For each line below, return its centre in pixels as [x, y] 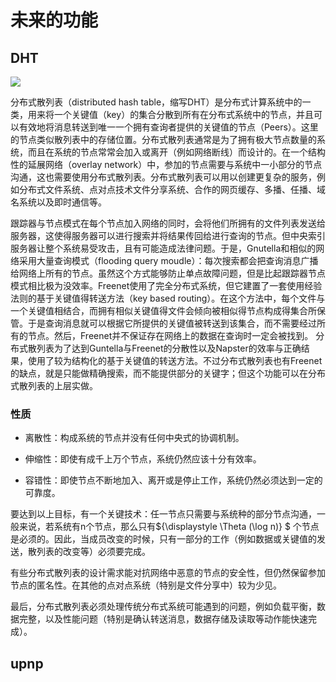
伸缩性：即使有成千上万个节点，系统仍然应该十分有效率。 [143, 459]
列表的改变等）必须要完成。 [93, 552]
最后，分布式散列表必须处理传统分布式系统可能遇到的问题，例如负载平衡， [163, 607]
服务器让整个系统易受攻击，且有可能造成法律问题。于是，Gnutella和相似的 [163, 248]
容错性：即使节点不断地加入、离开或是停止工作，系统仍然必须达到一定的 [173, 480]
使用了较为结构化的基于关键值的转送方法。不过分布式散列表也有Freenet [175, 360]
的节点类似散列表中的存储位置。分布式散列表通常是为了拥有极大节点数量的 [163, 139]
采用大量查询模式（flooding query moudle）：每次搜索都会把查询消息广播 [168, 260]
